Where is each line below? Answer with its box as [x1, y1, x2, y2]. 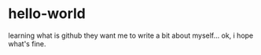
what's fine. [8, 38, 46, 48]
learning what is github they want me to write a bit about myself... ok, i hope [8, 31, 254, 40]
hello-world [8, 5, 86, 23]
